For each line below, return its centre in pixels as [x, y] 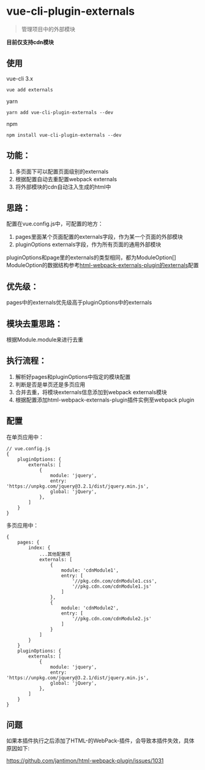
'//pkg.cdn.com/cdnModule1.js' [112, 586]
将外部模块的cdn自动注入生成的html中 [63, 187]
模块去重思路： [35, 324]
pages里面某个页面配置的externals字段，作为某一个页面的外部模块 [99, 237]
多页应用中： [22, 525]
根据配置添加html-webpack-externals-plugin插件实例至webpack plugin [105, 400]
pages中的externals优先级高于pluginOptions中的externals [79, 303]
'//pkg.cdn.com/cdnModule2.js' [112, 618]
